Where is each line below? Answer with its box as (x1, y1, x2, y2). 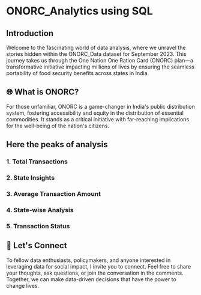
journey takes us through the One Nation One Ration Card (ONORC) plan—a (6, 57, 194, 64)
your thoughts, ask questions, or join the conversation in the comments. (6, 269, 184, 276)
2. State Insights (6, 174, 55, 182)
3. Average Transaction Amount (6, 189, 101, 198)
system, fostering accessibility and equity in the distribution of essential (6, 109, 184, 117)
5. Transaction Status (6, 222, 70, 230)
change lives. (6, 282, 40, 289)
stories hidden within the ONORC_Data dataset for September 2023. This (6, 50, 187, 58)
